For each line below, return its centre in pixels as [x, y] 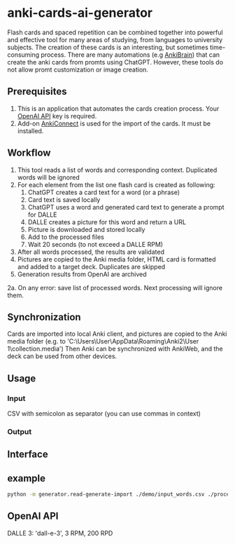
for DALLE [42, 215]
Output [20, 431]
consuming [23, 55]
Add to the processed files [66, 237]
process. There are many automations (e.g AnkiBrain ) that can [130, 55]
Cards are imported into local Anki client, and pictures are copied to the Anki [117, 334]
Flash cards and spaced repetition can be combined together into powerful [115, 32]
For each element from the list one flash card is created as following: [116, 184]
